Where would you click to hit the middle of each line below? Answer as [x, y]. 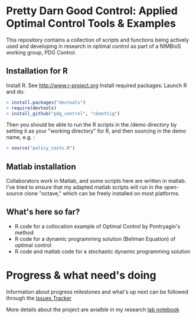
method [24, 233]
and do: [15, 91]
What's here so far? [43, 212]
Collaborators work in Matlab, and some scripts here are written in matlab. [96, 181]
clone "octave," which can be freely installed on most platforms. [102, 194]
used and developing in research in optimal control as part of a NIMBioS [94, 46]
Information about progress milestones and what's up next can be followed [97, 292]
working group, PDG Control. [41, 52]
